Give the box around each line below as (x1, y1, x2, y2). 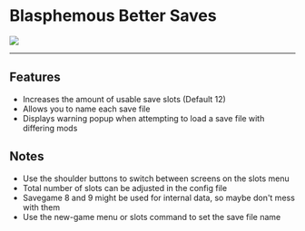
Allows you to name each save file (22, 103, 151, 114)
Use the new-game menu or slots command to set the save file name (22, 211, 281, 222)
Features (9, 70, 61, 85)
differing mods (22, 122, 78, 133)
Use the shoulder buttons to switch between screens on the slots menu (22, 173, 290, 184)
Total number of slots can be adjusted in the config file (22, 182, 228, 193)
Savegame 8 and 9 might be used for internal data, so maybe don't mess (22, 192, 295, 203)
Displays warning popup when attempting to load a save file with (22, 112, 265, 123)
